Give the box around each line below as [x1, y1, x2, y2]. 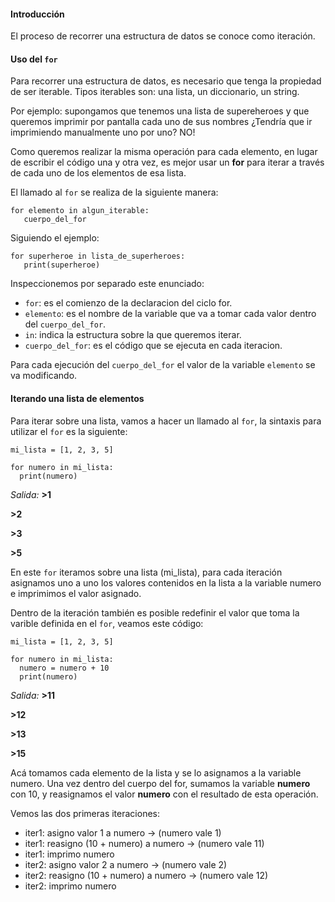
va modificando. [10, 370, 78, 382]
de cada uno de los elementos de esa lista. [10, 167, 187, 179]
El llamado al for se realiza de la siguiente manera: [10, 186, 219, 199]
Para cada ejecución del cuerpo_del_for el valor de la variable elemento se [10, 359, 316, 371]
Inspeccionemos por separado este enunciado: [10, 278, 205, 290]
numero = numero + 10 [19, 663, 110, 673]
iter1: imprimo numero [24, 848, 115, 860]
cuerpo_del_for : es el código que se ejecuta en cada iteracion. [24, 340, 283, 352]
